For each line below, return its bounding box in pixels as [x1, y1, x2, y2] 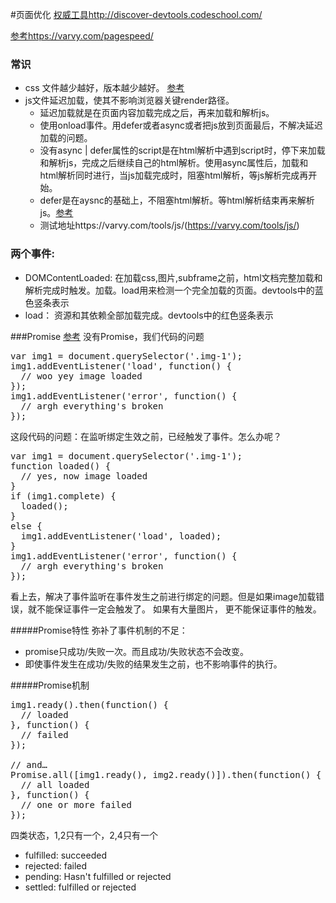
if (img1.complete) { [10, 490, 117, 502]
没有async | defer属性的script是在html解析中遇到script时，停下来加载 [39, 144, 326, 157]
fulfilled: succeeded [24, 849, 108, 861]
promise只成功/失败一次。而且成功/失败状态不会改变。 [24, 645, 250, 657]
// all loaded [20, 779, 90, 790]
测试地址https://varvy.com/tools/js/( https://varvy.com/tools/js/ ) [39, 219, 300, 232]
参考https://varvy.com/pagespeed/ [10, 30, 154, 42]
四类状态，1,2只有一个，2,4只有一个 [10, 829, 158, 841]
